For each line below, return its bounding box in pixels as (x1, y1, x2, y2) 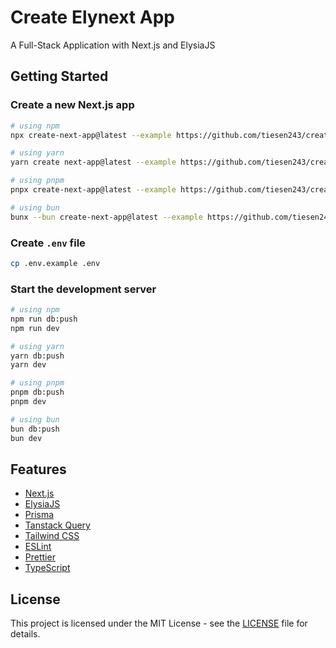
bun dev (10, 433, 43, 443)
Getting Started (10, 68, 109, 85)
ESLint (24, 541, 52, 553)
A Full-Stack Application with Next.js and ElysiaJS (10, 39, 216, 51)
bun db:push (10, 424, 60, 434)
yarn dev (10, 360, 47, 370)
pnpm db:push (10, 387, 65, 398)
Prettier (24, 551, 56, 563)
